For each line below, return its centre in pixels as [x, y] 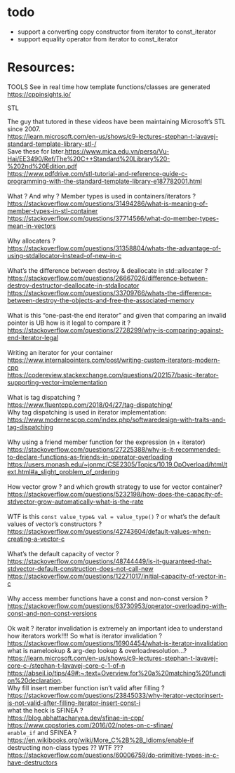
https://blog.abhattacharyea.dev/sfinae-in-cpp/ [76, 718]
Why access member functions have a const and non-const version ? [108, 598]
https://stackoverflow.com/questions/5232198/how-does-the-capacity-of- [115, 494]
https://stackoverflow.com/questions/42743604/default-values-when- [109, 531]
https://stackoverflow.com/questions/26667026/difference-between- [108, 278]
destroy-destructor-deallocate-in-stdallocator [73, 285]
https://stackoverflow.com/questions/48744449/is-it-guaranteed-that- [109, 561]
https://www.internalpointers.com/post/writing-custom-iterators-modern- [114, 360]
